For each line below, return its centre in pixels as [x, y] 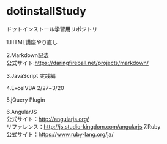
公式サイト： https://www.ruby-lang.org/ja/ [60, 134]
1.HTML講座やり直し [32, 42]
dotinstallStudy [46, 11]
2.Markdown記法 [28, 55]
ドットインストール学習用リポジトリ [52, 29]
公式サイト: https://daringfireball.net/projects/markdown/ [77, 63]
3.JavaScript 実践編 [31, 75]
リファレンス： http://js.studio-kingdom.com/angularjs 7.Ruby [83, 126]
